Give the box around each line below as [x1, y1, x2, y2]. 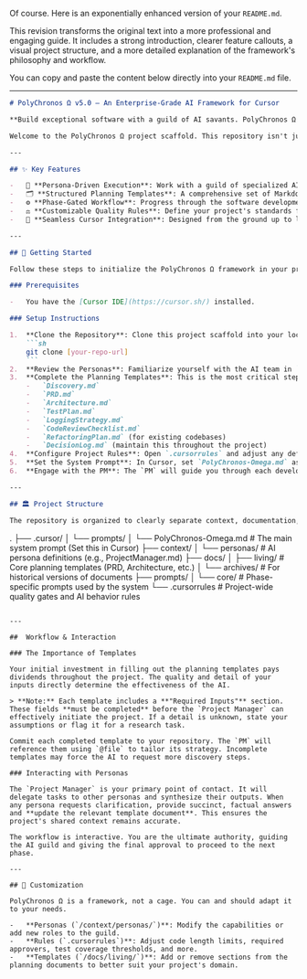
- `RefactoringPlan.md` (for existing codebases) [26, 432, 227, 442]
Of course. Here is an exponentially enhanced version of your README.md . [9, 8, 282, 18]
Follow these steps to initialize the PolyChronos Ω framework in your [9, 264, 288, 273]
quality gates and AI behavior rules [9, 591, 141, 601]
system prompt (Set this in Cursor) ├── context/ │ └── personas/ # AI [9, 542, 276, 553]
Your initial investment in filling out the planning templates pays [9, 665, 281, 674]
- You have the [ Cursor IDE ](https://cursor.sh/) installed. [9, 297, 256, 307]
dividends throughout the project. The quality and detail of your [9, 672, 272, 682]
